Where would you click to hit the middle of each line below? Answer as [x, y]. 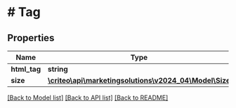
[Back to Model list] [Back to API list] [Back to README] [88, 98]
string [58, 69]
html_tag [26, 69]
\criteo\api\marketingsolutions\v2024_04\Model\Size [139, 80]
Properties [31, 38]
